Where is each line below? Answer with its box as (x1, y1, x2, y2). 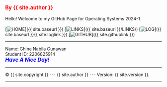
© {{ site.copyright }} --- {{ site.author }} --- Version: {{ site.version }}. (5, 72, 150, 78)
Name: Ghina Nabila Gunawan (5, 46, 67, 52)
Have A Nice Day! (5, 57, 50, 63)
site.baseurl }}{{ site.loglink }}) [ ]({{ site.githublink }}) (5, 32, 135, 37)
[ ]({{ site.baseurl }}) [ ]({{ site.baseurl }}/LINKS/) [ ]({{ (5, 26, 162, 32)
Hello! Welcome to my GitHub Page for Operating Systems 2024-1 (5, 16, 140, 21)
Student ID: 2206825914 (5, 51, 56, 57)
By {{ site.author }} (5, 4, 54, 11)
